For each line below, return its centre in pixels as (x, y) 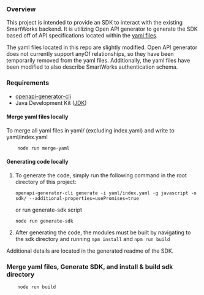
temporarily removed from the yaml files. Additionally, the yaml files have (98, 61)
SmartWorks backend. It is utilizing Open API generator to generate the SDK (102, 29)
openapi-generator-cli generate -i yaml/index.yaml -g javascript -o (106, 193)
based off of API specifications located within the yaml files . (82, 36)
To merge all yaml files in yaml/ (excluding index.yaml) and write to (90, 130)
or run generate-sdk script (49, 210)
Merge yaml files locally (37, 117)
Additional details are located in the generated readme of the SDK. (90, 251)
